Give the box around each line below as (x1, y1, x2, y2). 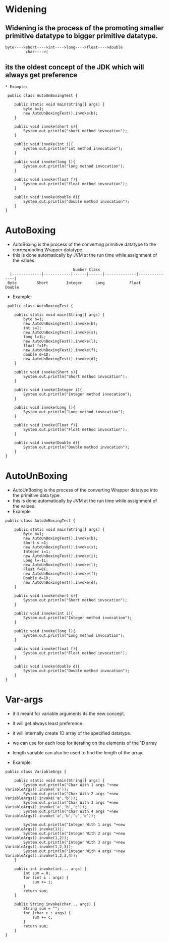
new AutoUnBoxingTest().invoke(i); (23, 553, 98, 559)
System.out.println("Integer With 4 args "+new (23, 849, 125, 854)
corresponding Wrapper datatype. (12, 246, 84, 253)
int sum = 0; (23, 870, 51, 876)
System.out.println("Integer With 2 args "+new (23, 831, 125, 836)
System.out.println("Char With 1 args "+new (23, 782, 119, 788)
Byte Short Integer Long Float (7, 280, 141, 286)
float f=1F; (23, 343, 49, 348)
